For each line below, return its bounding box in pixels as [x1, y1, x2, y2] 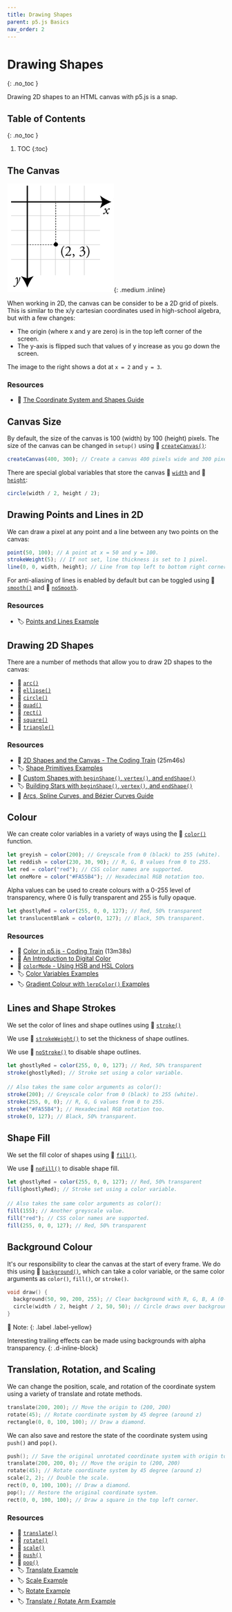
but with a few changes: [7, 314, 76, 322]
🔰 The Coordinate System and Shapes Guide [17, 395, 144, 404]
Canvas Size [7, 415, 62, 427]
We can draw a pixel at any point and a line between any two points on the [7, 527, 219, 536]
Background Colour [7, 1242, 93, 1253]
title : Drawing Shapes [7, 11, 72, 18]
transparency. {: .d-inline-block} [7, 1344, 99, 1352]
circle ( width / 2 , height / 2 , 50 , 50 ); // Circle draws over [13, 1303, 196, 1310]
